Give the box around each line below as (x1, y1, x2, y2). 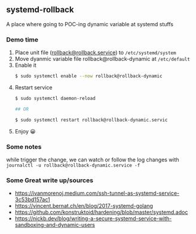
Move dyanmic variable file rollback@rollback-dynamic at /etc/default (14, 55, 190, 63)
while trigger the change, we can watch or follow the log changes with (6, 156, 179, 163)
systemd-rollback (6, 5, 74, 15)
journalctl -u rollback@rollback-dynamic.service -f (6, 162, 140, 169)
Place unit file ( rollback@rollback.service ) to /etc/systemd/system (14, 49, 176, 56)
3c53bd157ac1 (14, 196, 50, 203)
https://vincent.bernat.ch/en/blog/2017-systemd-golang (14, 202, 154, 210)
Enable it (14, 62, 37, 69)
